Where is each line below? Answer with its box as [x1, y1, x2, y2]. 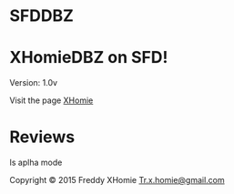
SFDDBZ [9, 5, 75, 26]
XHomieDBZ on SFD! [9, 47, 168, 68]
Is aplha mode [9, 157, 63, 168]
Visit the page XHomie [9, 95, 94, 106]
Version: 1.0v [9, 77, 57, 88]
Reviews [9, 127, 76, 148]
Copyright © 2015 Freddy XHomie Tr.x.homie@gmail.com [9, 175, 225, 186]
